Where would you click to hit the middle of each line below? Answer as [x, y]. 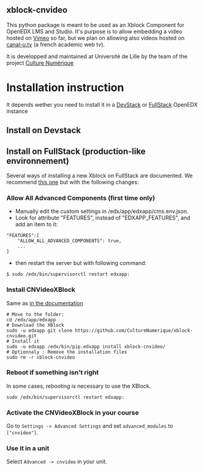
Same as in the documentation [45, 303]
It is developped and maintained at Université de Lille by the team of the [97, 56]
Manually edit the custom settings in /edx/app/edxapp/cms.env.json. [102, 212]
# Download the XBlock [35, 325]
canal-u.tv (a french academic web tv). [56, 44]
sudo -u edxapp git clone [39, 331]
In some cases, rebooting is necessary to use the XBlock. [79, 386]
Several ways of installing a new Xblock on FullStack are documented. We [100, 175]
